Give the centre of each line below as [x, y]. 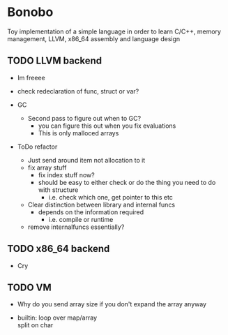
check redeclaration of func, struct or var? [78, 91]
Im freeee [31, 77]
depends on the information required [91, 212]
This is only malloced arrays [78, 133]
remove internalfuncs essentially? [76, 227]
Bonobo [30, 12]
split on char [35, 325]
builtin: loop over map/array [57, 318]
